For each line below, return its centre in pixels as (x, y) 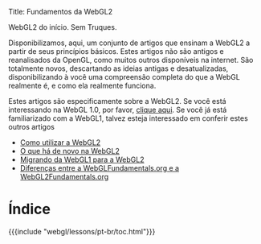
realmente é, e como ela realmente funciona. (82, 85)
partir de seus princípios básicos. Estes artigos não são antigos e (116, 51)
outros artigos (31, 127)
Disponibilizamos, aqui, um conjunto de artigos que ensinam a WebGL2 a (129, 43)
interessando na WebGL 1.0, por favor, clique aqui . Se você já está (118, 110)
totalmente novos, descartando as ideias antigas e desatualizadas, (118, 68)
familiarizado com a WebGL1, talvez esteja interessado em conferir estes (128, 118)
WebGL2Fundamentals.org (64, 177)
